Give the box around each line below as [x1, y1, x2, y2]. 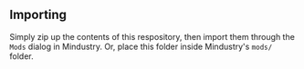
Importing [9, 7, 67, 23]
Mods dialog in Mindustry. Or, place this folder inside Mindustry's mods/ [9, 41, 273, 52]
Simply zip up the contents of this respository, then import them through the [9, 31, 295, 42]
